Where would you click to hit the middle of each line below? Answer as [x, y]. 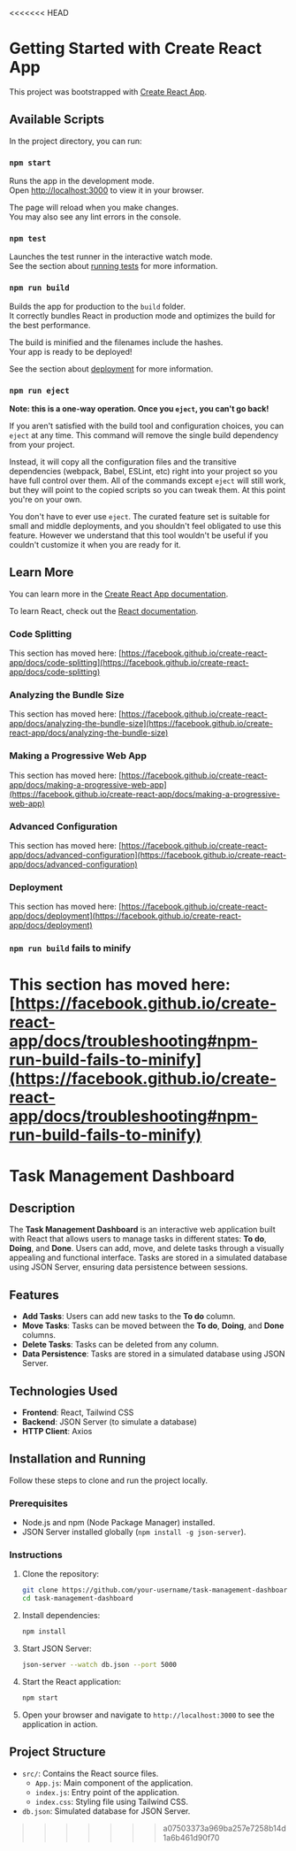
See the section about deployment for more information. [111, 369]
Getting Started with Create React [136, 49]
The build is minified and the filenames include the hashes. [116, 342]
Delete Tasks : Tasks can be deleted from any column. [120, 1345]
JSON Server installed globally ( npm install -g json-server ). [134, 1532]
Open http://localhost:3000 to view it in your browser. [107, 190]
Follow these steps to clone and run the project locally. [109, 1480]
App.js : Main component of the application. [114, 1783]
